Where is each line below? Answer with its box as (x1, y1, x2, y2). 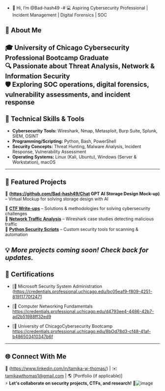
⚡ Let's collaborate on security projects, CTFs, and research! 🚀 (5, 380, 136, 386)
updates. (5, 253, 33, 262)
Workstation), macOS (12, 159, 55, 165)
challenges (5, 211, 27, 217)
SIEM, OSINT (12, 133, 39, 139)
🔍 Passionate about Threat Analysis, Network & (5, 62, 155, 70)
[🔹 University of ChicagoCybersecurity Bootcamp (12, 323, 113, 329)
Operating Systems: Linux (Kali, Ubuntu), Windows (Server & (12, 154, 137, 159)
